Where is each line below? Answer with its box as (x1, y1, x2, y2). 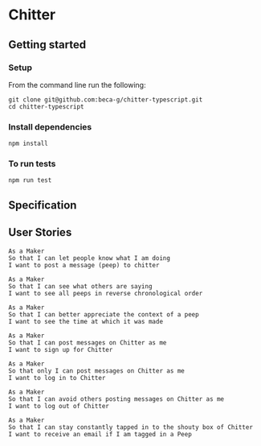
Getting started (8, 38, 87, 52)
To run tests (8, 159, 56, 170)
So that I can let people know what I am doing (8, 254, 171, 262)
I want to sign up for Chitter (8, 345, 113, 353)
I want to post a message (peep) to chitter (8, 261, 160, 269)
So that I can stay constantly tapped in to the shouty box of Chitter (8, 423, 253, 432)
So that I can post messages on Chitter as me (8, 338, 167, 347)
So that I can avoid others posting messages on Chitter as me (8, 394, 225, 403)
